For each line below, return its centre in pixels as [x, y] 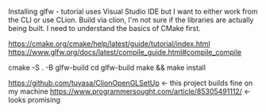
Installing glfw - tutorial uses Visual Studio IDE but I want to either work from [133, 12]
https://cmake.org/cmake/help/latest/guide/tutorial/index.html [109, 44]
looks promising [35, 100]
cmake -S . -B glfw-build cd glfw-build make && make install [107, 68]
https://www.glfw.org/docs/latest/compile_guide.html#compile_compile [125, 52]
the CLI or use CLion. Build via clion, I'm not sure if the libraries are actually [131, 20]
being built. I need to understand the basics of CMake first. [104, 28]
